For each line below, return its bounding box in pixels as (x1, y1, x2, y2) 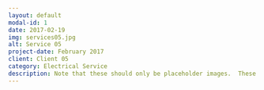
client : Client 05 (8, 56, 69, 63)
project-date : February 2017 (8, 48, 104, 56)
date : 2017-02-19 (8, 26, 66, 34)
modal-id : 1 (8, 19, 47, 27)
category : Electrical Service (8, 63, 108, 70)
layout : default (8, 11, 62, 20)
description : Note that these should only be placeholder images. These (8, 70, 257, 77)
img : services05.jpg (8, 33, 77, 41)
